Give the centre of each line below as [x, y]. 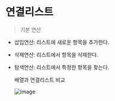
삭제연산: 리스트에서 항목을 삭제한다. [56, 54]
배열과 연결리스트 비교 [40, 80]
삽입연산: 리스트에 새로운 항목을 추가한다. [62, 42]
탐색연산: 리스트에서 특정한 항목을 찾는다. [62, 67]
